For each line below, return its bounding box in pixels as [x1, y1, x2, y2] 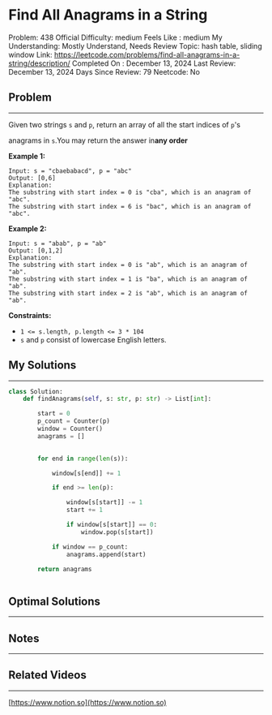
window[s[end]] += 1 [51, 469, 121, 477]
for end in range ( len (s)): [37, 454, 129, 463]
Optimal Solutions [8, 594, 101, 608]
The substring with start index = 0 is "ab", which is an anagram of [8, 261, 249, 269]
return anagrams [37, 565, 92, 573]
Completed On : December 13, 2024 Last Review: [71, 58, 236, 68]
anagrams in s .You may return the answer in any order [8, 136, 189, 145]
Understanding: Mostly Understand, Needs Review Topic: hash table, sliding [8, 41, 262, 50]
